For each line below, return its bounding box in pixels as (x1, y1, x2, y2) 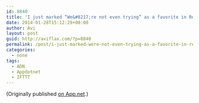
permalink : (6, 42, 33, 48)
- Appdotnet (11, 69, 41, 75)
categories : (6, 47, 36, 53)
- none (11, 52, 28, 58)
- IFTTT (11, 74, 31, 80)
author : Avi (6, 25, 36, 31)
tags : (6, 58, 20, 64)
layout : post (6, 31, 38, 36)
